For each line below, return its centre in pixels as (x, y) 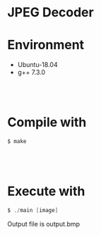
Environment (46, 45)
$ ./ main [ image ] (33, 210)
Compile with (47, 122)
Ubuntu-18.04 (37, 65)
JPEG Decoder (50, 12)
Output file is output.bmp (43, 224)
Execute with (46, 191)
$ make (17, 142)
